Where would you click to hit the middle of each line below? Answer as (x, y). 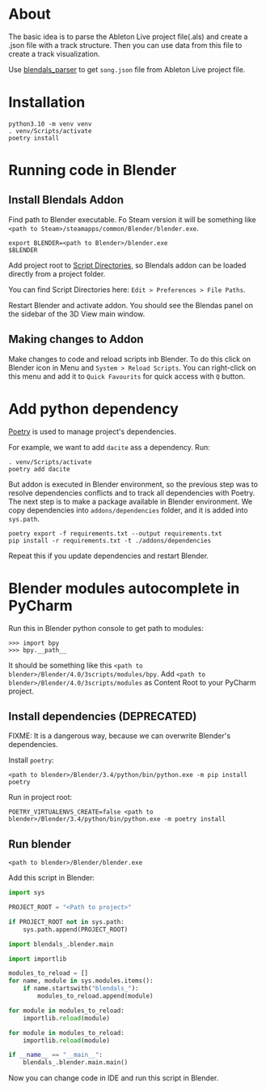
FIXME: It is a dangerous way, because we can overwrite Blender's (120, 736)
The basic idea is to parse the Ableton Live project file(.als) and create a (128, 37)
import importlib (38, 959)
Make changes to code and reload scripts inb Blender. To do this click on (130, 359)
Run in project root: (40, 797)
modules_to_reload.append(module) (95, 996)
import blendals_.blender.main (61, 944)
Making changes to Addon (76, 339)
